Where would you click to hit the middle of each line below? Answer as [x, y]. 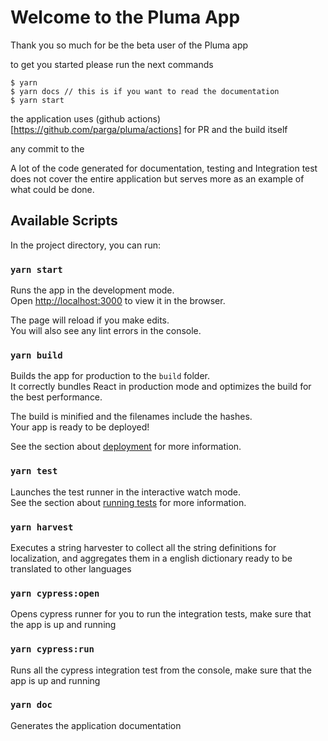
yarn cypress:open [55, 593]
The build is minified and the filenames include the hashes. [131, 417]
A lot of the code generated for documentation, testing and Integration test [164, 168]
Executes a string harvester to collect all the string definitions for [143, 547]
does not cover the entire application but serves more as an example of [157, 178]
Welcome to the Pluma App [125, 17]
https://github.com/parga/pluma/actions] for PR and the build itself [150, 129]
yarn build [36, 355]
